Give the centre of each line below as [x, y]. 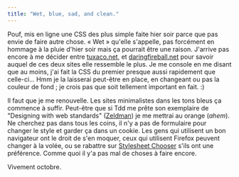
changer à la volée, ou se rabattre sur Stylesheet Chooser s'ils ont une [111, 145]
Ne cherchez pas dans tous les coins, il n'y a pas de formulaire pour [107, 123]
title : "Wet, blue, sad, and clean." [63, 14]
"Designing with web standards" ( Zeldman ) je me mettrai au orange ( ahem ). [118, 115]
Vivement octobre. [34, 166]
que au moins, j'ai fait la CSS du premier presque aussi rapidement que [111, 72]
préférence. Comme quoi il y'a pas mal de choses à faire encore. [102, 153]
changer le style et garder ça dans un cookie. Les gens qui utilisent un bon [117, 130]
